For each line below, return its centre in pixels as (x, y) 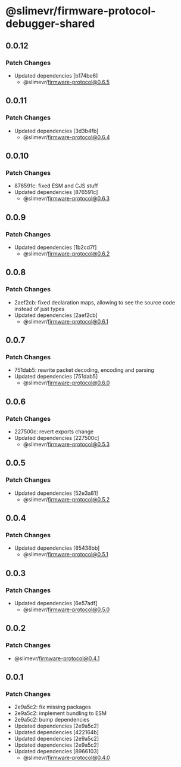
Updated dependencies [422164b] (57, 732)
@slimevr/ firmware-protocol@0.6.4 (67, 137)
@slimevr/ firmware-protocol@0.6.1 (65, 321)
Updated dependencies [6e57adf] (56, 603)
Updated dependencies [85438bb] (57, 548)
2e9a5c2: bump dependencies (52, 720)
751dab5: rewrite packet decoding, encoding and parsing (84, 370)
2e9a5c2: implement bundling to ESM (60, 713)
